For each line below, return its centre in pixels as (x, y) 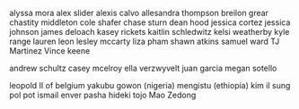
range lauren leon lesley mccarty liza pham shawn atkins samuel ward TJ (145, 41)
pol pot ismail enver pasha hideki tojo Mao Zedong (103, 95)
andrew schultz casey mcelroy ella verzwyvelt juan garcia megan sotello (143, 68)
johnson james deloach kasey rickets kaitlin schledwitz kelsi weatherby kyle (149, 32)
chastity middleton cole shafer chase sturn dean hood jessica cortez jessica (150, 22)
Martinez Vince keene (50, 51)
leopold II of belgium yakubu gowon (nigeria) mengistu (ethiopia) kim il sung (150, 85)
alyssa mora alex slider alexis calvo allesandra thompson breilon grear (139, 13)
